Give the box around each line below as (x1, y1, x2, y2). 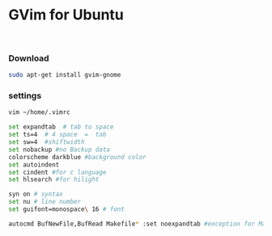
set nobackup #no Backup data (8, 145, 111, 154)
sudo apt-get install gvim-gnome (8, 71, 121, 79)
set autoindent (8, 160, 60, 169)
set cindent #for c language (8, 168, 107, 176)
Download (8, 53, 50, 64)
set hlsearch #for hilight (8, 175, 100, 183)
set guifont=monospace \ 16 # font (8, 205, 125, 213)
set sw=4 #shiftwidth (8, 138, 85, 146)
